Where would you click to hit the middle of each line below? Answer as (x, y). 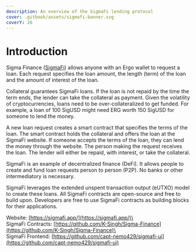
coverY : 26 (19, 22)
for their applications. (32, 206)
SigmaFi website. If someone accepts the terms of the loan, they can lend (95, 140)
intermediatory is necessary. (40, 176)
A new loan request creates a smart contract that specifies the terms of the (97, 128)
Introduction (37, 51)
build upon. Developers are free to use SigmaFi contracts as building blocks (98, 200)
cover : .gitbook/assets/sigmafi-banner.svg (60, 17)
